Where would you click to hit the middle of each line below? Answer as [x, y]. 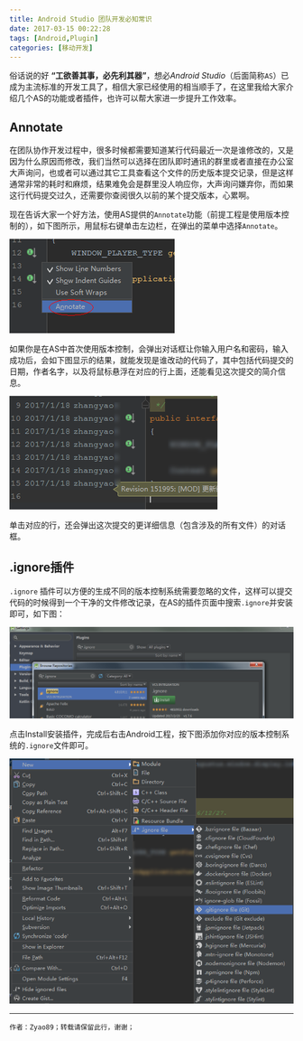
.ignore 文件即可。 [60, 745]
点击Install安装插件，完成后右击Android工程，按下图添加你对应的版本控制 [146, 734]
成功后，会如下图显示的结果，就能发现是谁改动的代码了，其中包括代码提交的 [151, 361]
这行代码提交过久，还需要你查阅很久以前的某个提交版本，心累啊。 [132, 195]
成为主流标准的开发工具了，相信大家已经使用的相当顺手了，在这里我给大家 [147, 87]
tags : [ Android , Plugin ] [54, 38]
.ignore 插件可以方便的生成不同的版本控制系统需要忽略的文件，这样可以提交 [151, 591]
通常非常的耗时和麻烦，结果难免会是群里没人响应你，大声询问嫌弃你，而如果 [151, 184]
